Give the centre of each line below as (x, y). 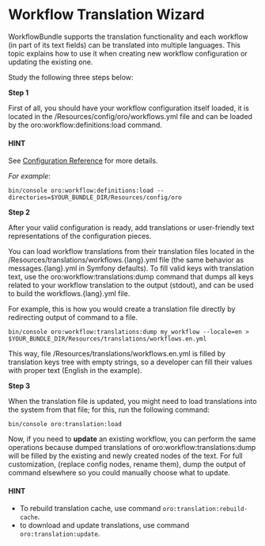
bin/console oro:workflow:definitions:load (81, 191)
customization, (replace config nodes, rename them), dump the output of (127, 464)
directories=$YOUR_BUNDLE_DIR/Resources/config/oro (95, 198)
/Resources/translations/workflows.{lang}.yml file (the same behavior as (126, 260)
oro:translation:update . (60, 534)
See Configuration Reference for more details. (83, 161)
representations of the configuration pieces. (80, 236)
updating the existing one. (51, 62)
